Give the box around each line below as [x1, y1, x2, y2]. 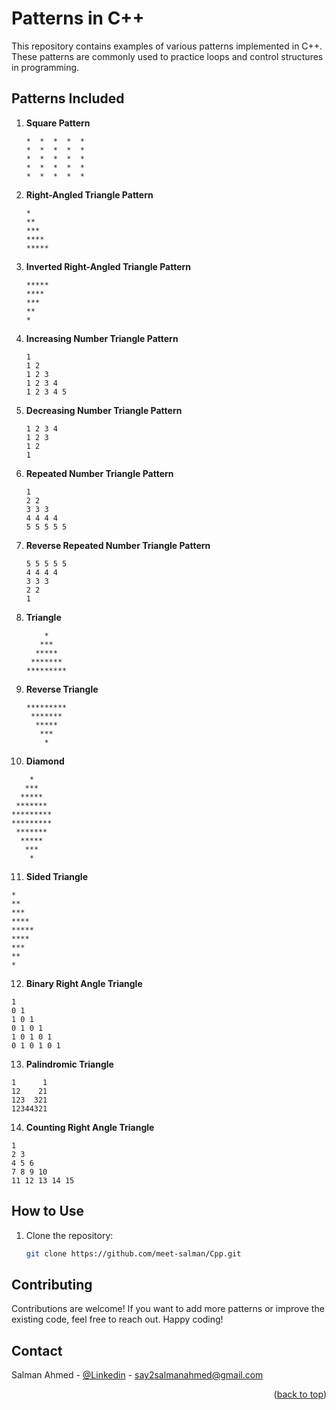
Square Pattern [25, 117, 91, 129]
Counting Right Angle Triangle [25, 1121, 155, 1133]
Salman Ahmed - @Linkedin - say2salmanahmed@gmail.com [11, 1369, 264, 1381]
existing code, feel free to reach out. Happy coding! [11, 1313, 224, 1326]
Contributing [11, 1276, 93, 1293]
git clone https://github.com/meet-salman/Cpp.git [25, 1248, 242, 1259]
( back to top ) [273, 1388, 327, 1401]
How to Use [11, 1203, 85, 1220]
